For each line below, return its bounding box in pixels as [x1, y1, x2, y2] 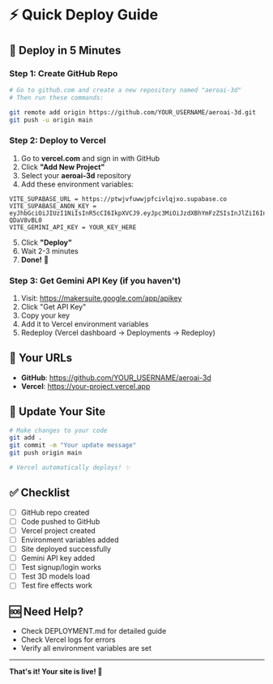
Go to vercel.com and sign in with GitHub [20, 153, 160, 163]
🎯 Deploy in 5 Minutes [9, 43, 122, 57]
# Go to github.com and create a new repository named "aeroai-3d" [9, 86, 242, 94]
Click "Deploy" [20, 237, 72, 247]
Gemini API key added [20, 554, 96, 563]
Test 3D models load [20, 571, 90, 581]
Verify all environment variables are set [20, 643, 152, 653]
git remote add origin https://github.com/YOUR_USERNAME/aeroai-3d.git [9, 108, 256, 117]
